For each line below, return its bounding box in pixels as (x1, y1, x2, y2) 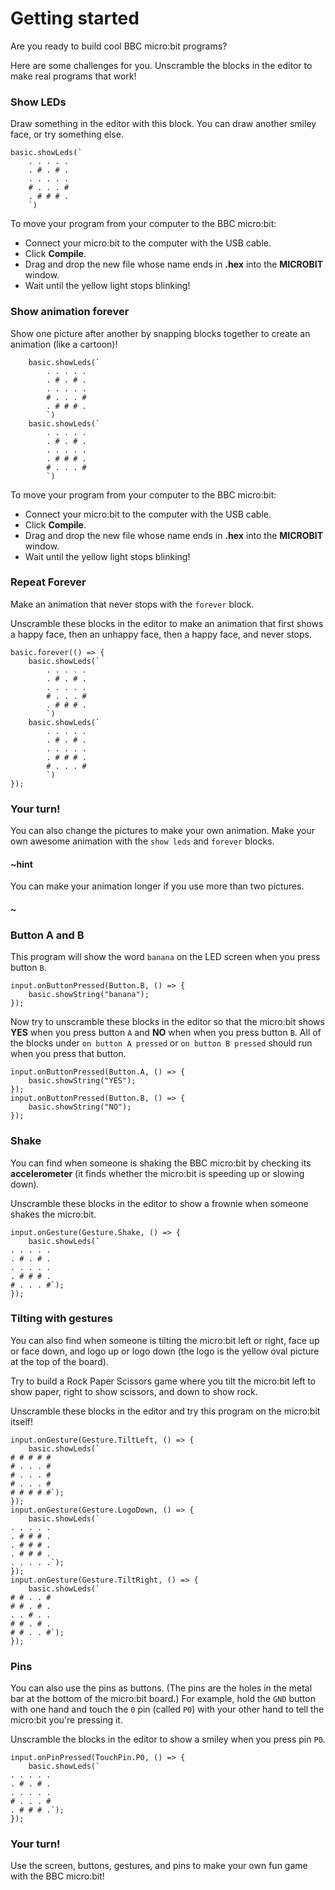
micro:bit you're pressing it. (10, 1714, 123, 1726)
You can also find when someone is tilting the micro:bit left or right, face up (10, 1334, 320, 1346)
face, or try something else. (10, 128, 124, 141)
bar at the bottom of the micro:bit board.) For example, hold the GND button (10, 1693, 316, 1705)
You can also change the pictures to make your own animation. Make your (10, 825, 316, 837)
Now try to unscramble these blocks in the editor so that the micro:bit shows (10, 1016, 325, 1028)
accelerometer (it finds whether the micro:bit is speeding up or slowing (10, 1167, 305, 1179)
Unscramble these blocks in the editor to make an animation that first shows (10, 617, 324, 629)
